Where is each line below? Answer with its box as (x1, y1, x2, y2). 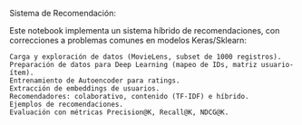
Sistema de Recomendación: (9, 8, 116, 18)
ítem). (9, 68, 34, 77)
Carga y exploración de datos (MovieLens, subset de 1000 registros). (9, 53, 282, 62)
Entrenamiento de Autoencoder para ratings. (9, 76, 180, 85)
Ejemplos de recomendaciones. (9, 100, 124, 109)
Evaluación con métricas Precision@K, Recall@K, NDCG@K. (9, 108, 229, 117)
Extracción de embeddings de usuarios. (9, 84, 161, 93)
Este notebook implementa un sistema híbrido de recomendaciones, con (9, 25, 280, 35)
